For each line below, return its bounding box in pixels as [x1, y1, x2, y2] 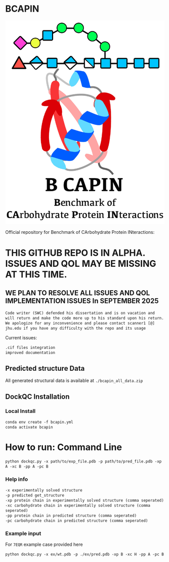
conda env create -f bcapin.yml [5, 419, 73, 425]
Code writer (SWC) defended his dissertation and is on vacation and [5, 310, 155, 316]
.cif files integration [5, 345, 56, 350]
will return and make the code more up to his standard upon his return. [5, 315, 164, 321]
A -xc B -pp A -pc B [5, 464, 49, 469]
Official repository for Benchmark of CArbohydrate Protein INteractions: [5, 229, 155, 235]
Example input [5, 530, 41, 537]
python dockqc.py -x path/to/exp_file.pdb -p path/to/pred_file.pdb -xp [5, 459, 162, 464]
